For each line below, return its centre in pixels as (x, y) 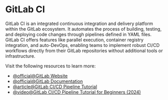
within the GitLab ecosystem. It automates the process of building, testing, (83, 29)
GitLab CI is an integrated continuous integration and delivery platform (79, 23)
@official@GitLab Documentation (48, 81)
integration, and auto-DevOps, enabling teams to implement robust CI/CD (82, 45)
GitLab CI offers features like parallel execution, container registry (75, 40)
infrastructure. (20, 56)
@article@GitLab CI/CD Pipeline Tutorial (55, 86)
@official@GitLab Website (40, 76)
